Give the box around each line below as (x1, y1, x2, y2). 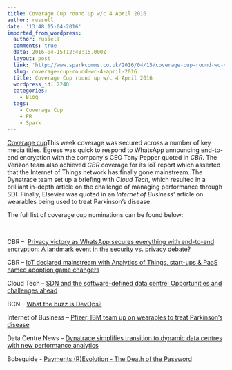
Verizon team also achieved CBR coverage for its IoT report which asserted (7, 160, 221, 169)
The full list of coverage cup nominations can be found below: (7, 210, 184, 219)
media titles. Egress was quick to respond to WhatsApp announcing (7, 146, 200, 154)
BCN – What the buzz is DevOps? (7, 299, 102, 308)
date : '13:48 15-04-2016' (7, 23, 81, 30)
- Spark (19, 119, 41, 127)
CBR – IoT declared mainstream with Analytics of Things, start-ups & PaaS (7, 258, 218, 266)
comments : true (13, 42, 57, 49)
